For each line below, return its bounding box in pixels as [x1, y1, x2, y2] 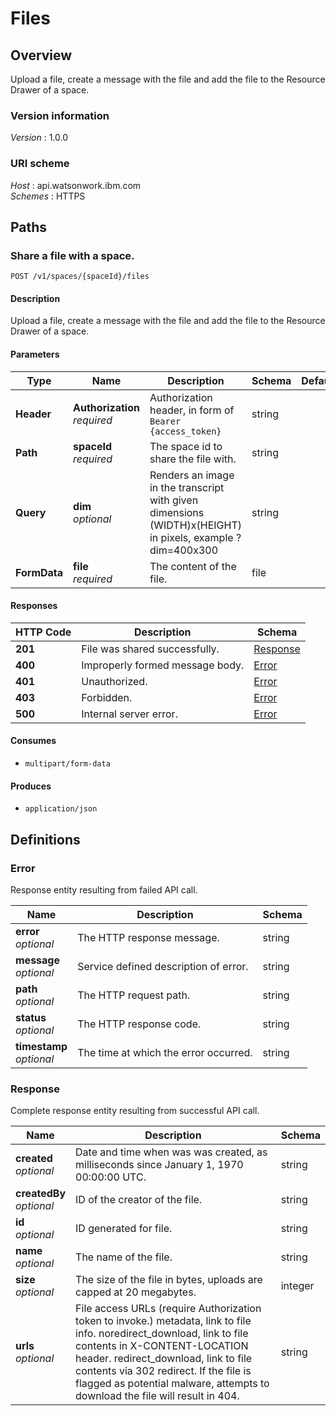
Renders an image [149, 468, 235, 482]
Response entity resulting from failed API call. [10, 883, 198, 896]
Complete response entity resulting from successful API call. [10, 1105, 260, 1117]
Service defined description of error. [77, 959, 249, 973]
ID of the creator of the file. [75, 1193, 203, 1207]
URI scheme [10, 157, 70, 171]
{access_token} [149, 425, 222, 437]
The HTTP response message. [77, 930, 220, 944]
